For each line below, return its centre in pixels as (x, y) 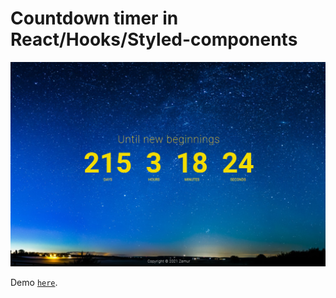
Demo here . (34, 283)
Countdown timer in (94, 18)
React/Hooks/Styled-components (154, 39)
